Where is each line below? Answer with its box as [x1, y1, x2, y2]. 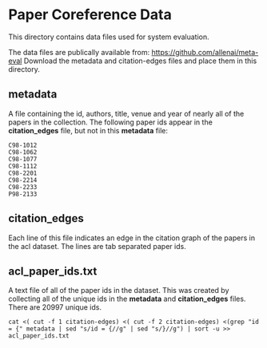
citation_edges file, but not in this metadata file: [8, 125, 169, 135]
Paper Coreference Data [8, 6, 172, 24]
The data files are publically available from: [8, 47, 150, 57]
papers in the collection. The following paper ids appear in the [8, 117, 213, 127]
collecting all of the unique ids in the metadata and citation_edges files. [8, 294, 246, 304]
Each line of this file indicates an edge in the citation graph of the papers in [8, 233, 256, 243]
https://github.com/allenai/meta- [151, 47, 259, 57]
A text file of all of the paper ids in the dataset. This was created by [8, 286, 229, 295]
